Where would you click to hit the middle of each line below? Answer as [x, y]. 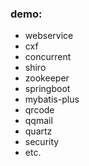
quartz [38, 131]
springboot [47, 89]
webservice [49, 36]
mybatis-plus [52, 99]
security [42, 142]
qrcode [39, 110]
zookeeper [47, 78]
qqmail [38, 121]
